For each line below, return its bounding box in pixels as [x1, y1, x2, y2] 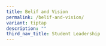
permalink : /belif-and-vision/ [6, 14, 84, 20]
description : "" [6, 25, 47, 32]
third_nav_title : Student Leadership [6, 31, 101, 37]
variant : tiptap [6, 20, 47, 26]
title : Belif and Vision [6, 8, 68, 15]
